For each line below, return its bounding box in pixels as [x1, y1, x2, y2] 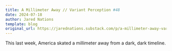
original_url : [5, 26, 36, 31]
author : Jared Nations [5, 17, 54, 22]
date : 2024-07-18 [5, 12, 42, 17]
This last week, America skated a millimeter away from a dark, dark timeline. [5, 40, 166, 46]
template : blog [5, 21, 38, 27]
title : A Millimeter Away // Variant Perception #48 [5, 7, 120, 13]
